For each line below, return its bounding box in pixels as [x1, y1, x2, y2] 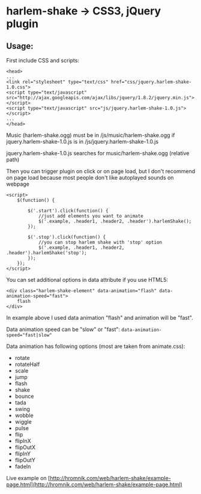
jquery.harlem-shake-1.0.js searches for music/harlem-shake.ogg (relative [6, 150, 190, 157]
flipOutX [14, 444, 36, 451]
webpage [6, 180, 30, 188]
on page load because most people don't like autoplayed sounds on [6, 174, 174, 181]
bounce [14, 392, 34, 400]
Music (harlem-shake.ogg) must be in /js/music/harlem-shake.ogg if [6, 132, 175, 139]
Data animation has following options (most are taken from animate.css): [6, 343, 185, 350]
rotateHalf [14, 361, 40, 368]
